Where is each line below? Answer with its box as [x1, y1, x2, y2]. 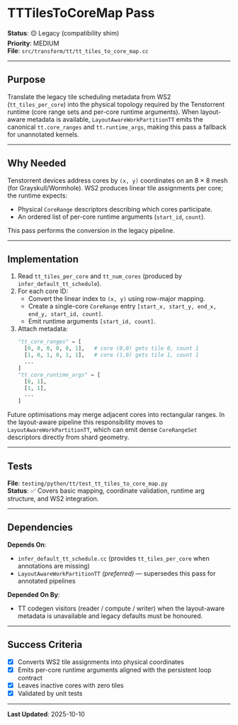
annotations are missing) [17, 561, 90, 570]
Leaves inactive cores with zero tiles [17, 681, 124, 690]
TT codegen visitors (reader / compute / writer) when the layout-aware [17, 604, 225, 612]
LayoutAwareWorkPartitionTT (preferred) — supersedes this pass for [17, 569, 216, 578]
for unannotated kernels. [7, 130, 79, 139]
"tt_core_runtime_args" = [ [17, 371, 101, 378]
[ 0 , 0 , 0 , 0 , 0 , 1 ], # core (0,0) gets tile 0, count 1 [24, 345, 199, 352]
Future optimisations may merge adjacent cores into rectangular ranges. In [7, 411, 225, 419]
